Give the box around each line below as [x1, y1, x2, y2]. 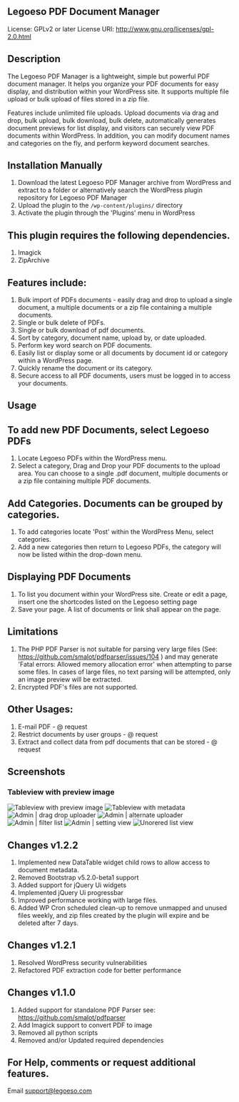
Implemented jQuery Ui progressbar [17, 889, 123, 897]
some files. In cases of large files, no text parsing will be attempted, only [17, 667, 231, 676]
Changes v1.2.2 [7, 839, 78, 851]
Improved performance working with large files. [17, 896, 158, 905]
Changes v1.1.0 [7, 986, 76, 999]
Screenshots [7, 765, 66, 777]
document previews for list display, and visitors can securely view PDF [7, 123, 215, 132]
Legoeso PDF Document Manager [7, 6, 160, 18]
